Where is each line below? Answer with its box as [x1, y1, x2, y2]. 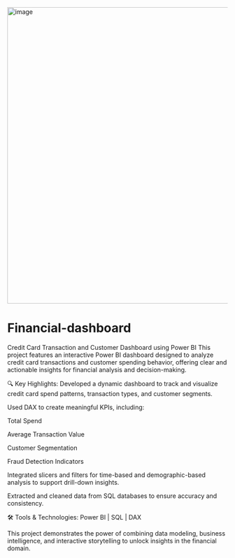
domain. [7, 544, 31, 552]
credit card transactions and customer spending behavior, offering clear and [7, 358, 227, 366]
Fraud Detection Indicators [7, 457, 84, 465]
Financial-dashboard [7, 321, 131, 336]
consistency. [7, 499, 44, 507]
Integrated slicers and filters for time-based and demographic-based [7, 471, 206, 479]
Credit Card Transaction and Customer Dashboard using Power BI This [7, 343, 211, 351]
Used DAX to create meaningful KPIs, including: [7, 403, 145, 411]
